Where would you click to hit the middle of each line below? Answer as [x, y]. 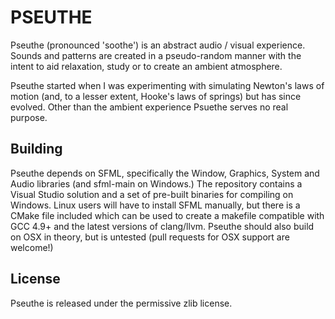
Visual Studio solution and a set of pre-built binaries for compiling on [152, 194]
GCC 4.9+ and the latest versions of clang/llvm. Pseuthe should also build [162, 226]
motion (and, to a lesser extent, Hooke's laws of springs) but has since [156, 96]
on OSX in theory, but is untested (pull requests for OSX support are [150, 237]
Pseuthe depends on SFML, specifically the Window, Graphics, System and [165, 173]
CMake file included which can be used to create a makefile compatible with [167, 215]
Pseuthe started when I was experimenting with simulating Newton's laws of [167, 85]
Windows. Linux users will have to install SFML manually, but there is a [155, 205]
